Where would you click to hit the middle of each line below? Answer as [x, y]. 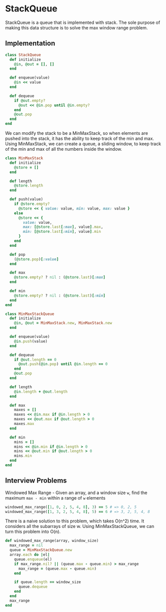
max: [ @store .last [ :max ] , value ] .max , [63, 227]
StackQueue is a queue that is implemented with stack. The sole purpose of [83, 22]
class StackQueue [23, 55]
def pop [18, 254]
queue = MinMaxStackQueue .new [41, 550]
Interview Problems [36, 481]
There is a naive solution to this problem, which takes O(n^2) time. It [75, 521]
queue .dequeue [33, 587]
